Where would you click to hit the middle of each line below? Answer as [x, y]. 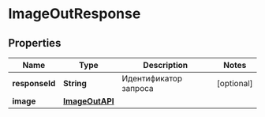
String [75, 83]
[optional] [235, 83]
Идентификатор [152, 78]
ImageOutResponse [75, 14]
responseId [34, 83]
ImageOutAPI [88, 101]
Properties [35, 43]
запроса [138, 88]
